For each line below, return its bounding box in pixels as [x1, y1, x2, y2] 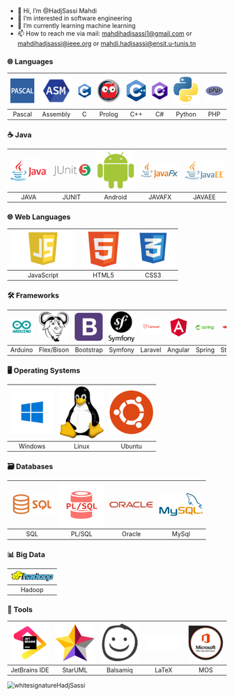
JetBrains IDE [10, 665, 49, 674]
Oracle [121, 530, 141, 538]
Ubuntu [120, 442, 143, 450]
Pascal [13, 110, 33, 119]
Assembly [42, 110, 71, 119]
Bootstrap [75, 346, 103, 354]
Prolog [99, 110, 118, 119]
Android [104, 193, 127, 201]
